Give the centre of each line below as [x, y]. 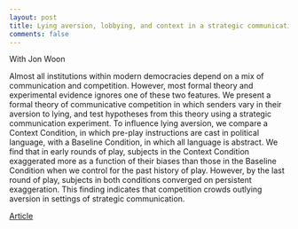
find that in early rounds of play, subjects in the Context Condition [129, 152]
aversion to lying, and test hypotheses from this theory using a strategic [141, 114]
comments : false [39, 34]
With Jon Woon [37, 59]
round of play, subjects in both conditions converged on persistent [131, 180]
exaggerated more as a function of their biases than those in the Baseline [143, 162]
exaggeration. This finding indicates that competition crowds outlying [136, 190]
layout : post [33, 17]
